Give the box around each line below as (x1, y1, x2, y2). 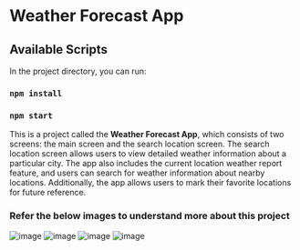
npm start (9, 110, 53, 121)
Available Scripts (9, 42, 108, 57)
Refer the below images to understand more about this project (9, 210, 290, 223)
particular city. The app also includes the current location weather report (9, 158, 283, 169)
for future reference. (9, 187, 87, 198)
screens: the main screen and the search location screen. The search (9, 138, 271, 150)
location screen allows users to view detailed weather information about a (9, 148, 287, 159)
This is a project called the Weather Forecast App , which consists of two (9, 129, 284, 140)
